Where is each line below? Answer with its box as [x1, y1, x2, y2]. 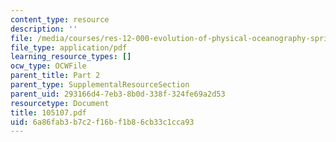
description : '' [10, 24, 78, 34]
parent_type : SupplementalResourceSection [10, 80, 190, 90]
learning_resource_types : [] [10, 52, 132, 62]
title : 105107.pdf [10, 107, 87, 118]
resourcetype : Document [10, 98, 110, 108]
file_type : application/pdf [10, 42, 128, 53]
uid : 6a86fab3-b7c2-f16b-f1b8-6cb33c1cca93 [10, 117, 195, 127]
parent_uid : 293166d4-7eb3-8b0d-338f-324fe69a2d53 [10, 89, 226, 99]
